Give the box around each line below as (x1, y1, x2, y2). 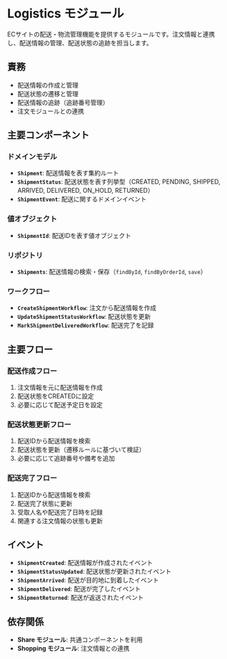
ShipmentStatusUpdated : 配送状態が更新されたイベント (17, 567, 172, 575)
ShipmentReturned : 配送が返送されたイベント (17, 594, 144, 602)
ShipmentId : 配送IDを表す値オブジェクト (17, 231, 132, 239)
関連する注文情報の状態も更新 (17, 516, 103, 525)
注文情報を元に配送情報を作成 (17, 383, 103, 392)
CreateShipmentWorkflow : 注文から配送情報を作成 (17, 303, 157, 312)
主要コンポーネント (7, 129, 90, 141)
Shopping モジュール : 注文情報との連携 (17, 644, 130, 653)
